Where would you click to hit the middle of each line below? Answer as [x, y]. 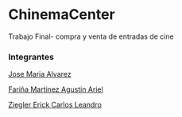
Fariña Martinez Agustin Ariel [56, 89]
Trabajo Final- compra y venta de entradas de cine [91, 36]
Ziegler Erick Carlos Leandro [55, 105]
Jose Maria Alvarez [40, 74]
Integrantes [31, 57]
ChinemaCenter [62, 15]
